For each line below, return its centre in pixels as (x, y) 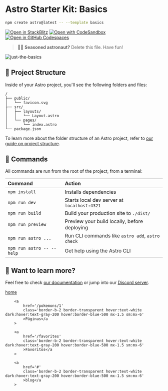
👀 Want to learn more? (40, 271)
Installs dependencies (90, 192)
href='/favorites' (42, 336)
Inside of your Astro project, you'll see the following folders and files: (76, 85)
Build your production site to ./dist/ (107, 213)
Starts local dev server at (94, 200)
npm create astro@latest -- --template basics (54, 23)
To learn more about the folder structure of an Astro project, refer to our (79, 138)
